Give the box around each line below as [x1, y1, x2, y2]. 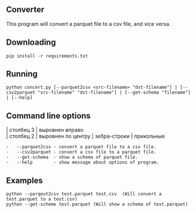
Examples [6, 175, 43, 185]
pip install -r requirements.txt [6, 53, 88, 59]
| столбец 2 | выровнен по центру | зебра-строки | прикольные [6, 132, 165, 140]
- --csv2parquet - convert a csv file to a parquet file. [6, 149, 157, 155]
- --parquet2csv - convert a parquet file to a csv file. [6, 144, 157, 150]
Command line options [6, 111, 91, 121]
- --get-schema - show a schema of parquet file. [6, 154, 138, 161]
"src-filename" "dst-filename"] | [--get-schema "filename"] [37, 89, 191, 96]
